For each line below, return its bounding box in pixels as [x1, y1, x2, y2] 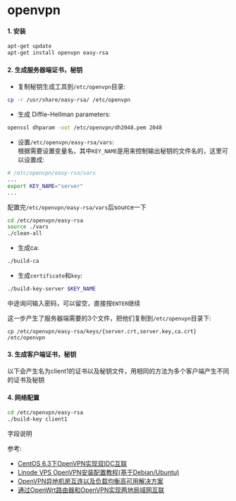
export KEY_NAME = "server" [7, 183, 83, 190]
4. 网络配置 [7, 393, 40, 402]
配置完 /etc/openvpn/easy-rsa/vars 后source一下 [7, 203, 147, 211]
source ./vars [7, 223, 49, 230]
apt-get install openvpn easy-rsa [7, 49, 109, 56]
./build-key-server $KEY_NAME [7, 285, 97, 292]
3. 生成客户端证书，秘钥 [7, 350, 77, 358]
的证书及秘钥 [7, 376, 44, 384]
